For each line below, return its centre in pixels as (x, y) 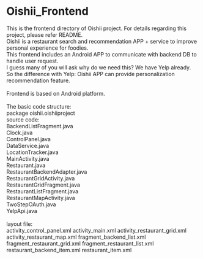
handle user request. (32, 61)
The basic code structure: (39, 106)
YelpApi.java (22, 211)
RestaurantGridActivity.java (41, 178)
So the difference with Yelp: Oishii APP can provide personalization (91, 74)
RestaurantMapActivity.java (41, 198)
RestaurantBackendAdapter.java (47, 172)
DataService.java (28, 145)
